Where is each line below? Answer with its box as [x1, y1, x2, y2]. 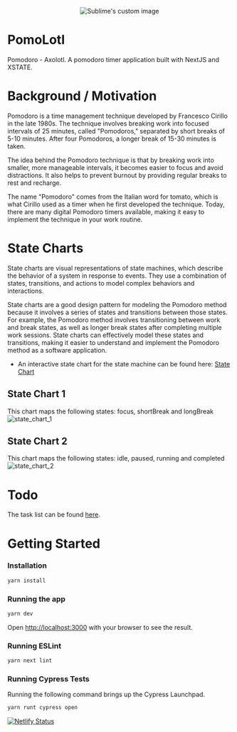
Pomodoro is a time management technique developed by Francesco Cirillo [7, 111, 228, 120]
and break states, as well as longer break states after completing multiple [7, 323, 222, 331]
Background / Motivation [7, 88, 157, 104]
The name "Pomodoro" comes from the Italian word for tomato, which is [7, 192, 218, 201]
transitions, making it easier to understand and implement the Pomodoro [7, 338, 219, 346]
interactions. [7, 286, 44, 295]
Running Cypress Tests [7, 674, 90, 683]
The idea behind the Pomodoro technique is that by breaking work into [7, 156, 215, 164]
